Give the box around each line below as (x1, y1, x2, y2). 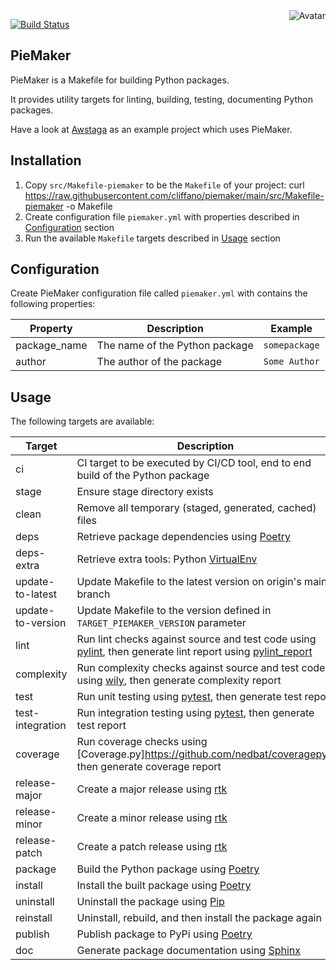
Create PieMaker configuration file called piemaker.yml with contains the (10, 287, 308, 299)
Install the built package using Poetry (76, 879, 252, 893)
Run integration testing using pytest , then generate (76, 706, 315, 720)
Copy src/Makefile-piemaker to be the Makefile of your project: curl (24, 179, 305, 191)
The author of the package (96, 355, 223, 369)
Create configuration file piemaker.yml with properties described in (24, 210, 300, 223)
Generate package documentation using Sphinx (76, 944, 302, 958)
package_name (15, 339, 88, 353)
